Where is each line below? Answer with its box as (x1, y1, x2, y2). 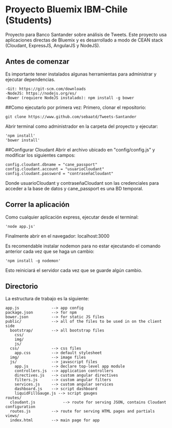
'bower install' (5, 138, 40, 143)
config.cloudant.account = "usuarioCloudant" (5, 166, 104, 171)
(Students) (5, 14, 52, 26)
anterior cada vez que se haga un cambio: (5, 248, 94, 255)
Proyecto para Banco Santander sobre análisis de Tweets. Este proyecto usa (5, 31, 167, 37)
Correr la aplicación (5, 200, 70, 209)
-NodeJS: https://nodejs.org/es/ (5, 91, 77, 96)
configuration (5, 404, 36, 410)
